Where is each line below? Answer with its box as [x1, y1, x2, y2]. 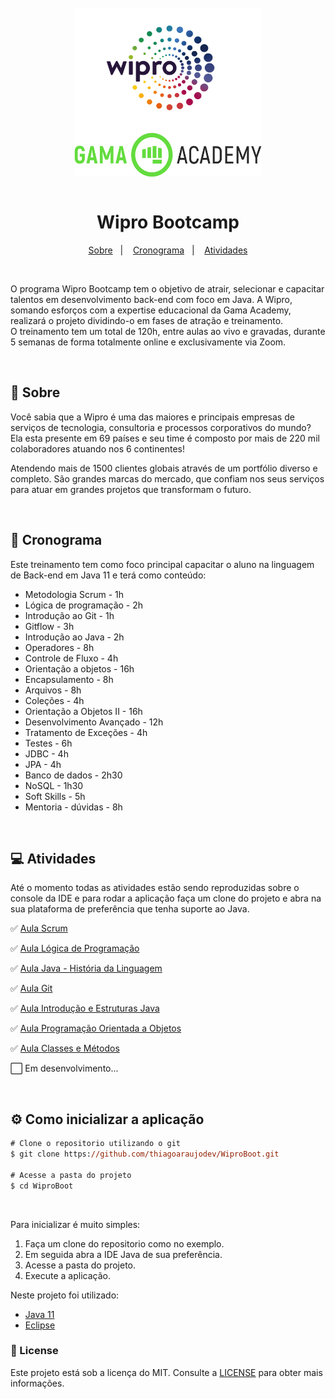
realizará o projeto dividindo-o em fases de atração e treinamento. [10, 314, 284, 326]
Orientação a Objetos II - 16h [24, 705, 143, 717]
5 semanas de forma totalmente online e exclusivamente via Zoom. [10, 336, 287, 348]
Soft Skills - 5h [24, 790, 86, 802]
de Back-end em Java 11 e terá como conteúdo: [10, 569, 207, 581]
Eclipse [24, 1319, 56, 1331]
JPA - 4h [24, 758, 62, 770]
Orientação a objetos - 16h [24, 662, 135, 675]
